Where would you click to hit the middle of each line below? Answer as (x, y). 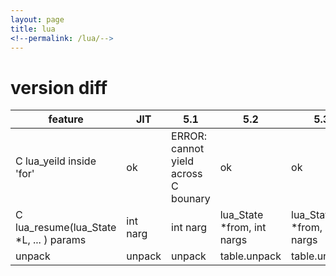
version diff (59, 87)
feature (66, 119)
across (187, 174)
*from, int (243, 228)
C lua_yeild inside (56, 161)
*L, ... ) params (51, 240)
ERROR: (189, 136)
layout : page (37, 19)
